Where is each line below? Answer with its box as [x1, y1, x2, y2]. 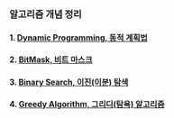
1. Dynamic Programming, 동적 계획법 [9, 32, 148, 42]
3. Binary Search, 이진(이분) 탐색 [9, 77, 129, 87]
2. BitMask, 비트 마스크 [9, 54, 93, 65]
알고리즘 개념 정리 [9, 7, 83, 20]
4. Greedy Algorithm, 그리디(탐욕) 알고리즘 [9, 99, 165, 110]
